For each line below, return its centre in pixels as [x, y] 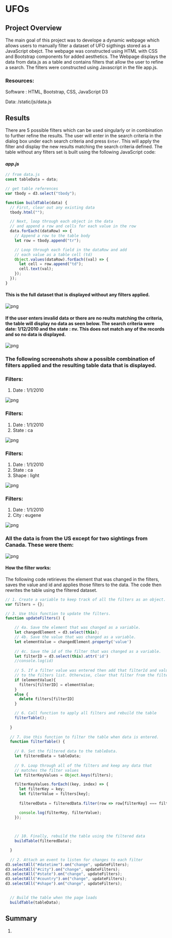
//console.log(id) [34, 661]
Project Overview [34, 28]
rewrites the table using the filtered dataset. [51, 590]
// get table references [32, 189]
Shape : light [26, 475]
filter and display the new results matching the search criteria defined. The [84, 147]
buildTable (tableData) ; [35, 902]
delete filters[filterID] [46, 699]
